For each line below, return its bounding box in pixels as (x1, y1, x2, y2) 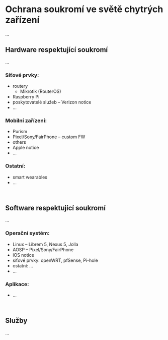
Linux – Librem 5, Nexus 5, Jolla (12, 241, 78, 247)
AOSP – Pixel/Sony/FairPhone (12, 246, 74, 253)
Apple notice (12, 145, 39, 151)
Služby (5, 316, 28, 325)
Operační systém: (5, 230, 50, 237)
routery (12, 83, 28, 89)
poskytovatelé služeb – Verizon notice (12, 99, 92, 105)
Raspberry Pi (12, 94, 40, 100)
